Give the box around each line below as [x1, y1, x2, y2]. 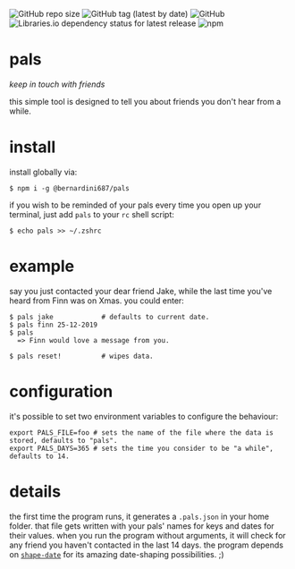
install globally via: [9, 166, 78, 177]
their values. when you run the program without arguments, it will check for [9, 530, 286, 540]
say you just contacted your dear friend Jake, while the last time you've [9, 285, 273, 296]
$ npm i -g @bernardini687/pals [9, 183, 130, 192]
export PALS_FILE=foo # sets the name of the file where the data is [9, 428, 274, 437]
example [9, 256, 75, 276]
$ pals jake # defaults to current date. [9, 312, 210, 321]
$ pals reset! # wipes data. [9, 352, 154, 361]
